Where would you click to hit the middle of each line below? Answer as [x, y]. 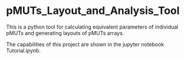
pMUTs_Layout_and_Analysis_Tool [93, 11]
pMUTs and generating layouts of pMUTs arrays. [65, 33]
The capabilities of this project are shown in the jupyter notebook [85, 44]
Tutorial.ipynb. [24, 50]
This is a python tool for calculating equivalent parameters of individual [92, 27]
